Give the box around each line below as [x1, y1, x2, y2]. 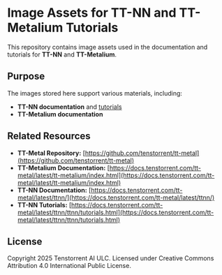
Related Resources [7, 131, 91, 142]
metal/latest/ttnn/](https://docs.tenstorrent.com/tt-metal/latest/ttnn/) [17, 193, 215, 202]
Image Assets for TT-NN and [7, 5, 177, 21]
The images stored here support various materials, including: [7, 89, 183, 97]
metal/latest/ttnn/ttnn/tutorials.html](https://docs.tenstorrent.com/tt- [17, 208, 214, 216]
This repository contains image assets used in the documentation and [7, 43, 208, 51]
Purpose [7, 70, 45, 82]
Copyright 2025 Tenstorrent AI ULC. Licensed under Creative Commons [7, 254, 214, 262]
